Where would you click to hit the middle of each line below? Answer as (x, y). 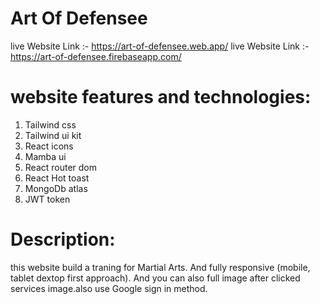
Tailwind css (50, 124)
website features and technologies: (161, 97)
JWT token (47, 199)
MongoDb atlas (56, 188)
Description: (63, 239)
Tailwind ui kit (53, 135)
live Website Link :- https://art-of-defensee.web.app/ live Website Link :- (160, 46)
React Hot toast (57, 178)
